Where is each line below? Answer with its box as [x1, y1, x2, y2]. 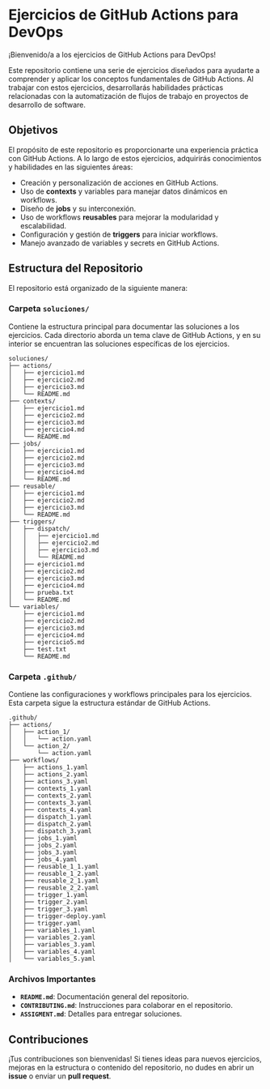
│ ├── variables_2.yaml [8, 933, 95, 942]
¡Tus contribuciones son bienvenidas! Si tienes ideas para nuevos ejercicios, [8, 1054, 262, 1064]
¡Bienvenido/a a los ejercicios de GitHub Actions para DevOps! [8, 49, 217, 59]
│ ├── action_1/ [8, 728, 70, 737]
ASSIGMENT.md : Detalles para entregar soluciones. [19, 1009, 183, 1019]
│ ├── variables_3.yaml [8, 941, 95, 949]
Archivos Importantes [8, 974, 96, 985]
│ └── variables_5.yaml [8, 954, 95, 963]
